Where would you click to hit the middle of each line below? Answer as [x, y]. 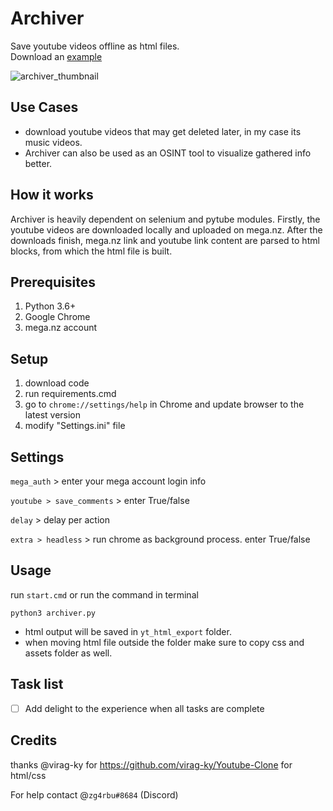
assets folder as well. [68, 653]
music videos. [53, 142]
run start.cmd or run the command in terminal [104, 594]
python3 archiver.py [53, 613]
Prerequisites [53, 282]
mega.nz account [61, 328]
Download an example [56, 56]
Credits [34, 740]
